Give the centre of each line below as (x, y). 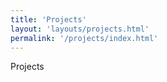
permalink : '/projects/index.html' (84, 38)
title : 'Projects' (48, 19)
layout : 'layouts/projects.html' (80, 29)
